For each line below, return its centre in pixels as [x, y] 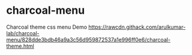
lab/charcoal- [23, 33]
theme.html [20, 46]
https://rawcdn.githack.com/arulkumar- [137, 27]
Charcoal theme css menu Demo [47, 27]
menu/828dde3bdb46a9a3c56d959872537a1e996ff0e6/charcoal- [88, 39]
